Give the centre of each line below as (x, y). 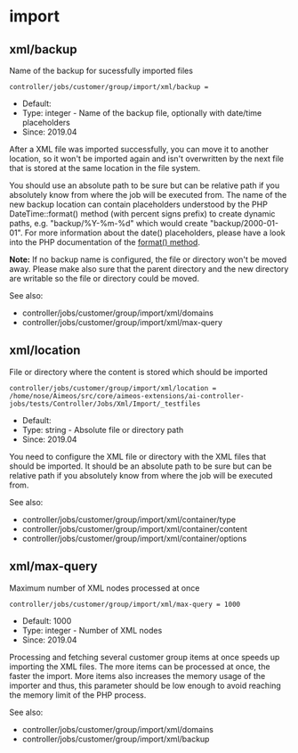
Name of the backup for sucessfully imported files (101, 70)
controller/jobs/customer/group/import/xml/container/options (134, 538)
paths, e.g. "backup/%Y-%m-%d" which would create (109, 223)
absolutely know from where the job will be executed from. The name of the (148, 195)
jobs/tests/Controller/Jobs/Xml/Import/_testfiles (105, 404)
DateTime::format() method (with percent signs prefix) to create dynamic (142, 214)
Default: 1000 (47, 620)
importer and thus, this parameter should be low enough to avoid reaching (145, 685)
